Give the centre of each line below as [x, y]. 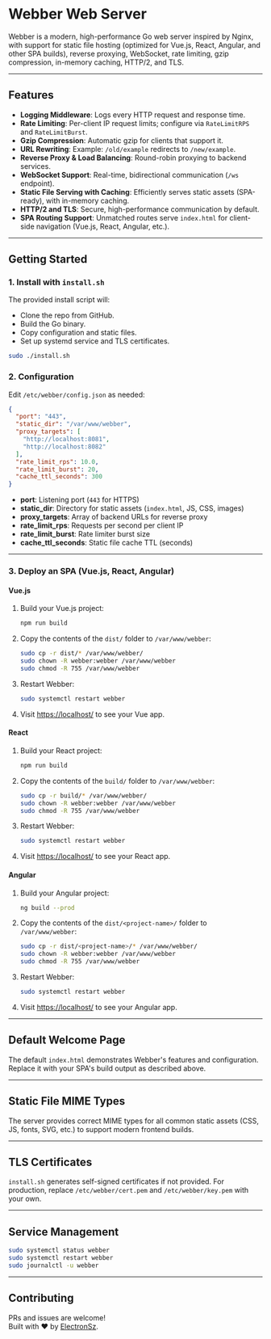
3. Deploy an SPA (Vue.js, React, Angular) [92, 571]
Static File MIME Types [67, 1101]
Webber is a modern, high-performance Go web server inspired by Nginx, [131, 36]
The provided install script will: [59, 300]
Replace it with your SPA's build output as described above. [107, 1068]
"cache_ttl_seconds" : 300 [59, 477]
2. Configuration [41, 377]
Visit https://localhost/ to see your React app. [95, 857]
